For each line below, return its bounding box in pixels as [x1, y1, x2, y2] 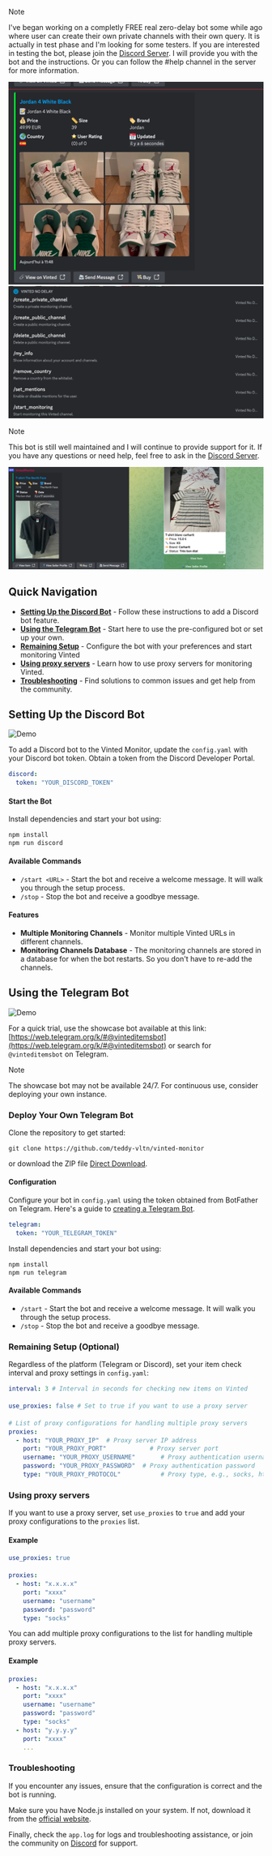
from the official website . [8, 1814, 91, 1824]
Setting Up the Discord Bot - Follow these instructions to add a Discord [19, 607, 259, 616]
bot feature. [19, 615, 60, 625]
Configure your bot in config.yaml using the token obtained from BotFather [8, 1195, 258, 1205]
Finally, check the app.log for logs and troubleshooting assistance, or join [8, 1829, 253, 1839]
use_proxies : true [8, 1554, 70, 1562]
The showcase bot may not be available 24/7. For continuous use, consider [8, 1080, 259, 1090]
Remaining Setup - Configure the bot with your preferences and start [19, 641, 253, 651]
